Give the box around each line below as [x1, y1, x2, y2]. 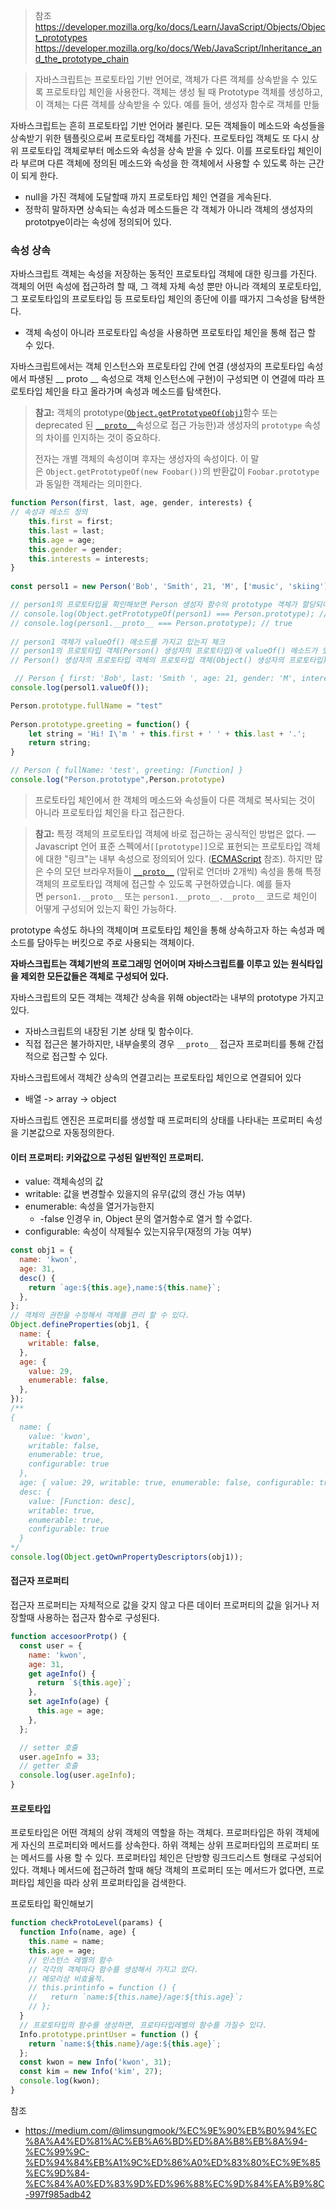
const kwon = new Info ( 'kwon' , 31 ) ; [19, 2057, 172, 2068]
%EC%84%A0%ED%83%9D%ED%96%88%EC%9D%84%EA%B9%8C [24, 2177, 325, 2189]
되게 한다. [20, 170, 59, 181]
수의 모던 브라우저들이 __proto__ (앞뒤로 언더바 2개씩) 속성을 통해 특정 [45, 865, 322, 877]
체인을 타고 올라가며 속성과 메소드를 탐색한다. [44, 385, 222, 398]
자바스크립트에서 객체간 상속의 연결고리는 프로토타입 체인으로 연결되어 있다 [10, 1071, 302, 1083]
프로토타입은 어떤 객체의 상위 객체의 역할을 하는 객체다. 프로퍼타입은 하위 [10, 1827, 293, 1839]
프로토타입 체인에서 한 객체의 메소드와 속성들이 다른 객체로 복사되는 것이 [34, 794, 316, 806]
